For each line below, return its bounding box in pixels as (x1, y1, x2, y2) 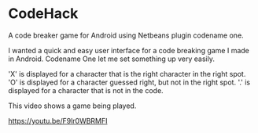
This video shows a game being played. (8, 101, 137, 110)
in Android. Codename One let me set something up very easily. (8, 54, 215, 63)
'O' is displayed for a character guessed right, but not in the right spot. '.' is (8, 77, 250, 87)
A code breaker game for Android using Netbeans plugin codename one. (8, 31, 244, 40)
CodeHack (8, 5, 79, 23)
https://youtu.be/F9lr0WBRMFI (8, 116, 108, 125)
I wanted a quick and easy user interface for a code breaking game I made (8, 45, 250, 55)
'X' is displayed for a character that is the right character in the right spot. (8, 69, 246, 78)
